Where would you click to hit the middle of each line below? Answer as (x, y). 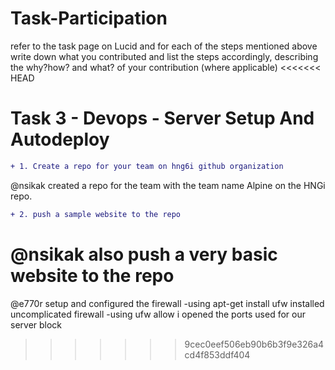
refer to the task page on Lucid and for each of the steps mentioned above (164, 46)
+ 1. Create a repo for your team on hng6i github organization (147, 166)
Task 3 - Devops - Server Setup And (162, 118)
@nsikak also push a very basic (144, 254)
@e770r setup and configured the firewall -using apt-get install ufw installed (167, 303)
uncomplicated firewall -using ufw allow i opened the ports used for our (158, 314)
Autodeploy (60, 139)
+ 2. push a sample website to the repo (96, 214)
